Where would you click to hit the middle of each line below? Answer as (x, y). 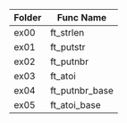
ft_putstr (68, 47)
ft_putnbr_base (82, 90)
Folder (28, 17)
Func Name (82, 17)
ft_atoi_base (76, 105)
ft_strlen (68, 33)
